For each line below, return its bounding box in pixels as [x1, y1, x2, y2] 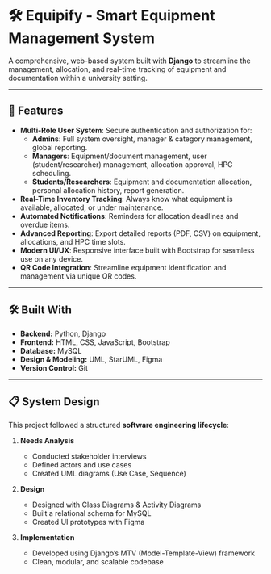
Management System [8, 29, 156, 48]
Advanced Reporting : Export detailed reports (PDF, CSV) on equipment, [19, 228, 261, 238]
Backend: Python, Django [19, 329, 106, 338]
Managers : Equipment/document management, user [31, 151, 207, 161]
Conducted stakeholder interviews [31, 451, 147, 461]
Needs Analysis [19, 436, 75, 446]
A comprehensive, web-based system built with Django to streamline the [8, 56, 252, 65]
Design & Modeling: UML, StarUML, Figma [19, 354, 163, 364]
